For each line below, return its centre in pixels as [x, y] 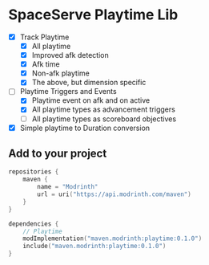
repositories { [34, 172]
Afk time [46, 64]
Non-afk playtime [60, 73]
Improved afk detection [70, 55]
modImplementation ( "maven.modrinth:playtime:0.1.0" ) [113, 238]
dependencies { [34, 224]
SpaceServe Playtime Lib [93, 15]
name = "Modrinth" [68, 187]
